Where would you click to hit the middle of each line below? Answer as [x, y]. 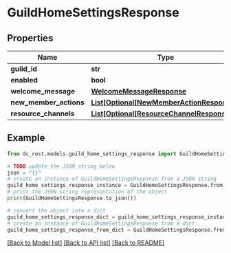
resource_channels [43, 113]
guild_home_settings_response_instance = [67, 186]
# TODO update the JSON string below [61, 166]
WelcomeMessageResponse [139, 91]
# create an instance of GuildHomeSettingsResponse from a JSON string [112, 179]
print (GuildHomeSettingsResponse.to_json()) [72, 198]
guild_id [24, 69]
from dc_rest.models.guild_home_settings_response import [92, 154]
